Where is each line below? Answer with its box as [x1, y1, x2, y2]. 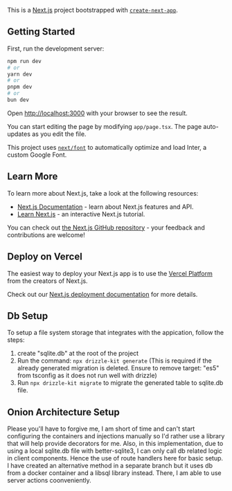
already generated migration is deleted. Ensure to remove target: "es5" [17, 364, 220, 372]
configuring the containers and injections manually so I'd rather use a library [7, 432, 225, 440]
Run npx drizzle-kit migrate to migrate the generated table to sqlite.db [17, 379, 224, 387]
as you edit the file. [32, 130, 87, 138]
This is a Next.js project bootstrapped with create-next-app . [7, 6, 179, 14]
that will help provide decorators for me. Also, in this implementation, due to [7, 440, 224, 448]
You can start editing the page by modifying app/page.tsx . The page [7, 122, 202, 130]
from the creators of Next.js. [7, 277, 88, 285]
